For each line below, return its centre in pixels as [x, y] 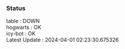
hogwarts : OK [24, 27]
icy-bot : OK [21, 34]
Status [16, 8]
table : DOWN [23, 21]
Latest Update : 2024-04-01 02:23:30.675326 [62, 40]
